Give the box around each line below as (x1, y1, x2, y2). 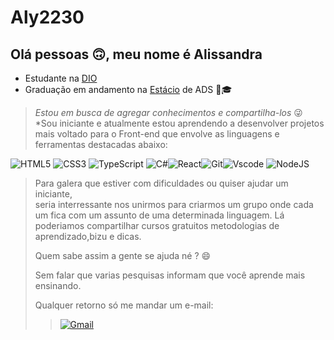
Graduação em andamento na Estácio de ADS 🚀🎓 (24, 84, 233, 95)
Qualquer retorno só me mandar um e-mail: (34, 299, 214, 311)
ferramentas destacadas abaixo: (34, 139, 168, 150)
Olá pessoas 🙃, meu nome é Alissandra (10, 46, 263, 63)
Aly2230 (10, 6, 85, 29)
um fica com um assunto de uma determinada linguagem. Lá (34, 209, 285, 221)
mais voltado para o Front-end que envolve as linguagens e (34, 128, 280, 140)
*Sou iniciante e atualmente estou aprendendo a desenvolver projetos (34, 117, 325, 129)
